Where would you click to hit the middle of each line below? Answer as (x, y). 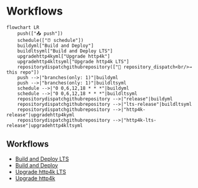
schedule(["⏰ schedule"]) (51, 40)
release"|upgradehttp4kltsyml (45, 125)
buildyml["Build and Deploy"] (56, 46)
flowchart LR (23, 27)
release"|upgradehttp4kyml (41, 115)
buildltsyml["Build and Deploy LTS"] (65, 51)
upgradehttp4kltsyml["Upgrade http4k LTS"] (73, 61)
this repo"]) (23, 72)
